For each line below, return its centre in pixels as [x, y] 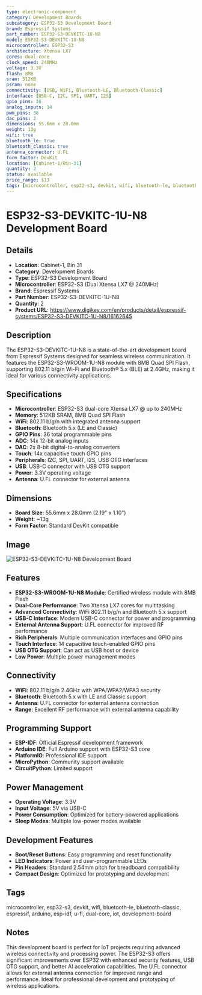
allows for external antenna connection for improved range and [84, 973]
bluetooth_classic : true [37, 146]
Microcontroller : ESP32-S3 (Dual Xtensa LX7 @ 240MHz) [87, 284]
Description [29, 335]
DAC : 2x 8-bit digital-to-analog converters [67, 447]
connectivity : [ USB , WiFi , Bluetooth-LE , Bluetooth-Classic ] [84, 90]
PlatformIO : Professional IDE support [61, 756]
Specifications [34, 394]
